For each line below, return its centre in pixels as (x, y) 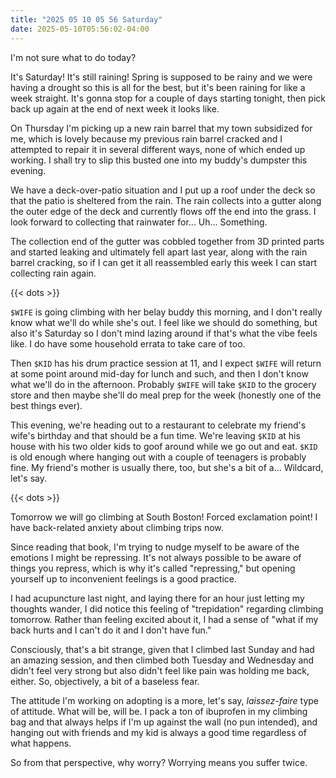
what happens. (41, 743)
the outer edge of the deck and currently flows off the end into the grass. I (163, 211)
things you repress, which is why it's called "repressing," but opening (153, 568)
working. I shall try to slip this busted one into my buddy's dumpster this (159, 160)
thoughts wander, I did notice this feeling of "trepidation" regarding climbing (167, 608)
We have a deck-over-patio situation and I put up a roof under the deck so (163, 190)
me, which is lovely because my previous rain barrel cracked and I (146, 138)
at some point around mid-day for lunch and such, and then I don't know (159, 373)
